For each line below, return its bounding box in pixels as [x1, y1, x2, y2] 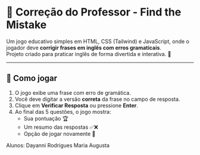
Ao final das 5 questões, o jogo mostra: [14, 108, 111, 115]
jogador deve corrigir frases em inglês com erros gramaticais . [6, 44, 162, 51]
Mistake [6, 18, 47, 32]
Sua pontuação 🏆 [23, 114, 68, 122]
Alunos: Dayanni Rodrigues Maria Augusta [6, 141, 110, 148]
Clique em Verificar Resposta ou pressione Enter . [14, 101, 138, 109]
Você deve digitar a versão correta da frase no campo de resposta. [14, 95, 180, 103]
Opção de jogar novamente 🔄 [23, 130, 96, 137]
